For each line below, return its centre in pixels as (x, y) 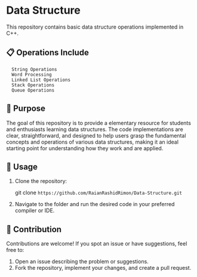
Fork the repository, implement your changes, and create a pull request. (103, 268)
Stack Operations (33, 85)
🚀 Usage (22, 166)
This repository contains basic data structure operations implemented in (95, 27)
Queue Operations (33, 90)
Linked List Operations (41, 80)
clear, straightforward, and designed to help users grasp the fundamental (96, 135)
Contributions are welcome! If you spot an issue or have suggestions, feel (97, 244)
